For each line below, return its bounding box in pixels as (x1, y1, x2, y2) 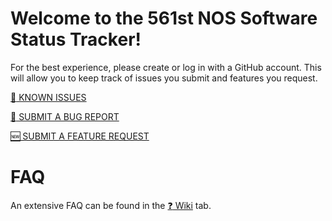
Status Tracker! (10, 28, 142, 51)
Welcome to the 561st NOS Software (10, 7, 318, 30)
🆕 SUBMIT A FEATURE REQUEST (10, 130, 150, 142)
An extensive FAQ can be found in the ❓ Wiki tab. (10, 199, 212, 211)
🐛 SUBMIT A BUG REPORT (10, 110, 120, 122)
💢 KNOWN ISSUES (10, 91, 87, 103)
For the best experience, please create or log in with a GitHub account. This (10, 61, 322, 73)
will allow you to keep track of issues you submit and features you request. (10, 72, 318, 84)
